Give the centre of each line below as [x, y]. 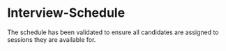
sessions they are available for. [52, 39]
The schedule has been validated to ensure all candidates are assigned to [113, 32]
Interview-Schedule [66, 13]
